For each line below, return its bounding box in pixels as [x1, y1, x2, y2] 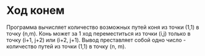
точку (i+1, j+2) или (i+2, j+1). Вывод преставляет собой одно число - [6, 36, 187, 43]
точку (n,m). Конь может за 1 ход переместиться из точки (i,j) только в [6, 30, 191, 37]
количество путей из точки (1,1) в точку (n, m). [6, 43, 127, 50]
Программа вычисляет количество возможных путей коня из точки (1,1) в [6, 23, 199, 31]
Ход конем [6, 4, 65, 17]
